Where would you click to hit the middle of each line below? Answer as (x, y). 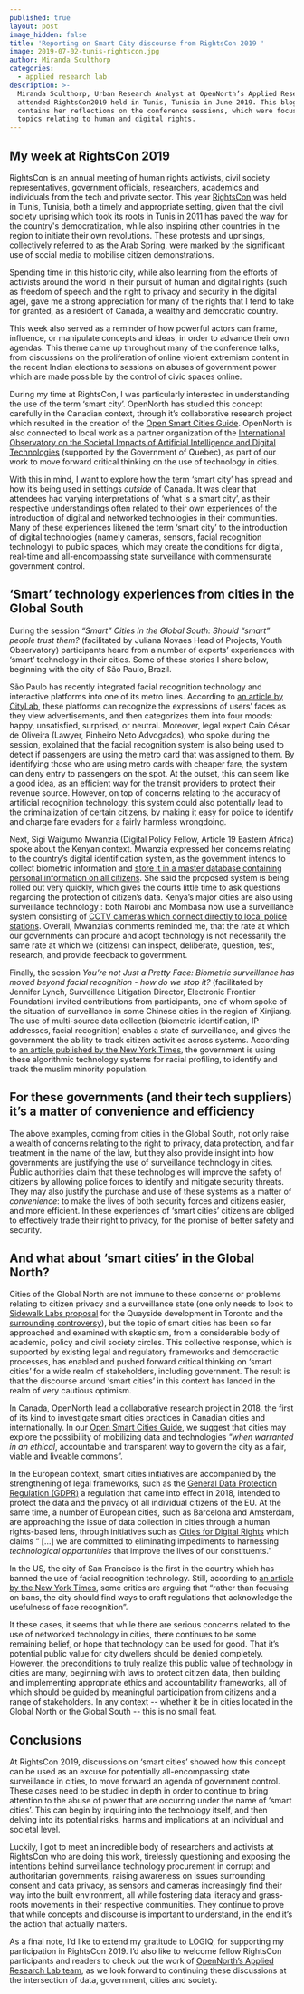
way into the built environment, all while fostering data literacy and (133, 1895)
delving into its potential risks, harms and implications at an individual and (147, 1820)
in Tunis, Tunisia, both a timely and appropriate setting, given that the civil (147, 206)
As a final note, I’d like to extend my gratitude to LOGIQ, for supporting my (147, 1941)
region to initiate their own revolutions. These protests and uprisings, (138, 235)
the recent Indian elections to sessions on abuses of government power (143, 367)
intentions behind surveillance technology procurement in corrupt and (140, 1866)
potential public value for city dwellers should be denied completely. (137, 1654)
